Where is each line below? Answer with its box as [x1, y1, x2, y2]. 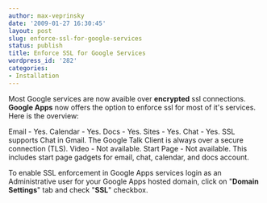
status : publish [8, 42, 63, 50]
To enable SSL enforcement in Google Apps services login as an [8, 168, 222, 177]
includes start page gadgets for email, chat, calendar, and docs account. [8, 152, 250, 162]
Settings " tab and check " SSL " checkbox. [8, 184, 148, 194]
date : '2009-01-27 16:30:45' [8, 19, 106, 27]
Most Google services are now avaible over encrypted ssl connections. [8, 93, 246, 103]
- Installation [8, 72, 60, 80]
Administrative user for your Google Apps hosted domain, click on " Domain [8, 176, 260, 186]
